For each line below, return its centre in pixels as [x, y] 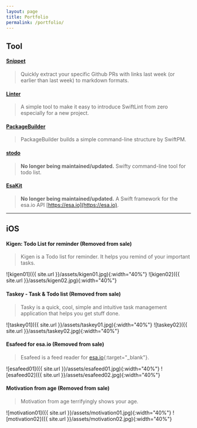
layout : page [22, 11]
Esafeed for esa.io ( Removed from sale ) [55, 344]
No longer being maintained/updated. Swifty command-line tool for [103, 166]
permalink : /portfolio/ [35, 22]
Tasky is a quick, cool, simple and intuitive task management [94, 307]
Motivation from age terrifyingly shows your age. [79, 401]
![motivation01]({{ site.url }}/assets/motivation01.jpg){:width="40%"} [89, 412]
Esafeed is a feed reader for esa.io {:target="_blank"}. [85, 357]
